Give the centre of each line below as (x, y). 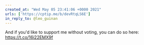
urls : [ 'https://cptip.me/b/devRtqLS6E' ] (48, 14)
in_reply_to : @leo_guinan (31, 18)
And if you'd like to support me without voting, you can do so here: (72, 32)
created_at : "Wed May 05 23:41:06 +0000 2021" (53, 9)
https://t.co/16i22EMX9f (29, 37)
